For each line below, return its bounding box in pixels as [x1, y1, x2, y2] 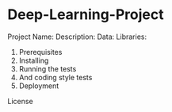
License [7, 96, 33, 106]
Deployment [18, 81, 59, 91]
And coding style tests [18, 72, 93, 82]
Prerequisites [18, 47, 63, 56]
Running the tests [18, 64, 77, 73]
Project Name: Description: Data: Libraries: [7, 32, 147, 41]
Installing [18, 56, 49, 65]
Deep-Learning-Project [7, 6, 164, 24]
